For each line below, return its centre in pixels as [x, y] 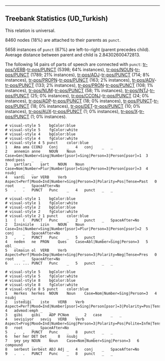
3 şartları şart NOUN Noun [45, 164]
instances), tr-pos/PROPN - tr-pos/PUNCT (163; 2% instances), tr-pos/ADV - [81, 80]
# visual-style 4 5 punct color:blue [47, 143]
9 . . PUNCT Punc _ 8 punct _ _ [59, 354]
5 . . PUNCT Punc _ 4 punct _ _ [59, 190]
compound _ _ [24, 345]
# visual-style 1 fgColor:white [41, 203]
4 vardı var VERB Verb [36, 177]
